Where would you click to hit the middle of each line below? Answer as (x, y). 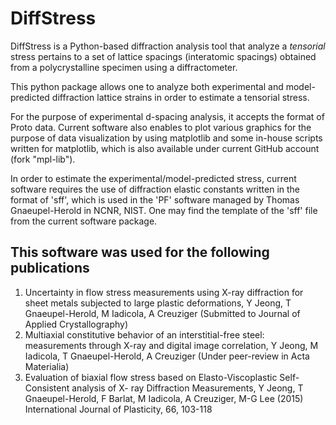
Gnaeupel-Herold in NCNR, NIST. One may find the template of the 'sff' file (164, 210)
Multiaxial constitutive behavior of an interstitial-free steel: (144, 334)
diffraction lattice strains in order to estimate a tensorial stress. (180, 97)
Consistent (47, 388)
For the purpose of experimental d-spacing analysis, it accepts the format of (167, 116)
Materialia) (47, 366)
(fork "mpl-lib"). (43, 159)
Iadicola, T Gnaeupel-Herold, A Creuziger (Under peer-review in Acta (167, 356)
